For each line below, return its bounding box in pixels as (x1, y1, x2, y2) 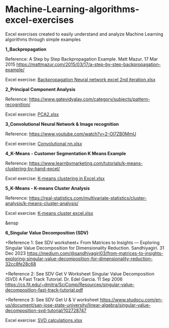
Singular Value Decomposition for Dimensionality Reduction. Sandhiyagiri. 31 (5, 245, 164, 251)
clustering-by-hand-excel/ (5, 165, 61, 171)
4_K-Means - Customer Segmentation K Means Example (5, 150, 126, 156)
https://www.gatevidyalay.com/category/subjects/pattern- (29, 96, 150, 102)
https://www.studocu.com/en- (100, 297, 163, 303)
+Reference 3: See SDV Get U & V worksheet (5, 297, 99, 303)
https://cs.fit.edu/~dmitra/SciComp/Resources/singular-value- (5, 282, 135, 288)
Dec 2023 (5, 250, 26, 256)
